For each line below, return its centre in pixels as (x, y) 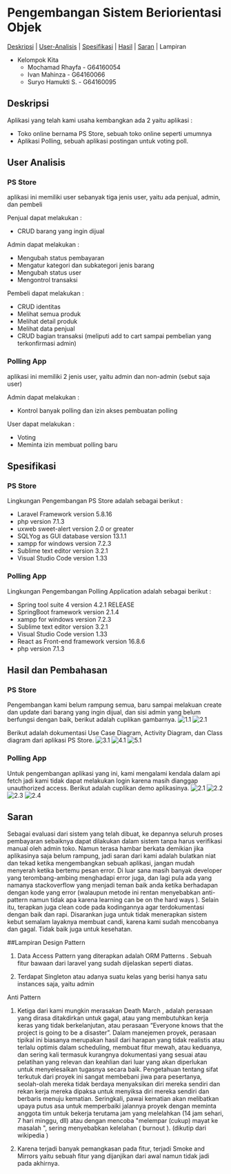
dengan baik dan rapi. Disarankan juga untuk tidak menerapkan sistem (107, 914)
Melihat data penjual (46, 329)
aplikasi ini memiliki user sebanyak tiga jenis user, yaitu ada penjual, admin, (114, 197)
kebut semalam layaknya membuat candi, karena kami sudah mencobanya (113, 921)
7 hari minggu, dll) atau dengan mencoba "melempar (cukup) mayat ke (118, 1120)
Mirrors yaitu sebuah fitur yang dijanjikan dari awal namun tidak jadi (113, 1156)
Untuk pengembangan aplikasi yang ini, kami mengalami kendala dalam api (114, 773)
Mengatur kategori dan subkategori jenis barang (86, 265)
